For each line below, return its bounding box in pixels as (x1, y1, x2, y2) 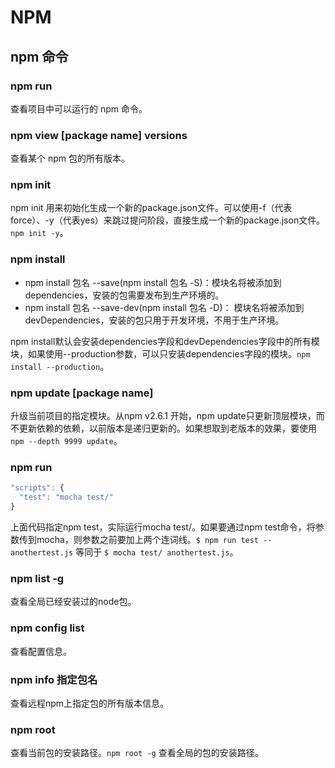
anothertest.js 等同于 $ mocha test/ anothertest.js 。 (10, 546, 239, 558)
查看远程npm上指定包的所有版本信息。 (10, 697, 170, 709)
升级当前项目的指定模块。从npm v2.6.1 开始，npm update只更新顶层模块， (10, 410, 317, 422)
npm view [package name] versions (10, 128, 188, 142)
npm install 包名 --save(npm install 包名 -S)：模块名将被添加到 (24, 276, 282, 288)
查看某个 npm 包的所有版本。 (10, 152, 130, 165)
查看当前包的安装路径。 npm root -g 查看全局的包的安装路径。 (10, 747, 264, 759)
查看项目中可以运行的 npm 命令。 (10, 102, 148, 115)
